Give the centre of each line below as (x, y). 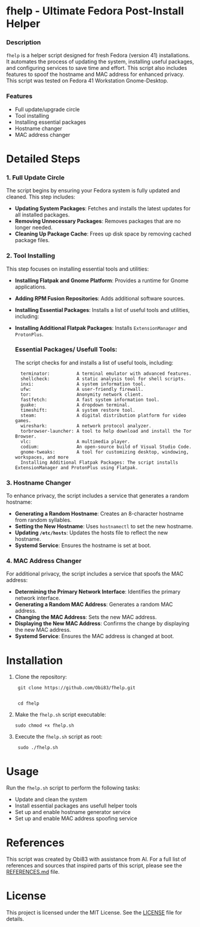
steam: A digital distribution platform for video (103, 415)
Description (24, 42)
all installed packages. (42, 215)
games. (23, 420)
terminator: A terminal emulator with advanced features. (106, 374)
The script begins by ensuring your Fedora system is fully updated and (93, 191)
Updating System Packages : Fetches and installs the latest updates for (103, 209)
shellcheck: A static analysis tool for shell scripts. (103, 379)
